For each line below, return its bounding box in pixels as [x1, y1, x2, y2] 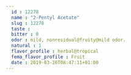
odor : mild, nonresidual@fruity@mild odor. [11, 37, 126, 43]
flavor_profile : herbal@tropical [11, 48, 99, 54]
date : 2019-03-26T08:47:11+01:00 [11, 59, 99, 65]
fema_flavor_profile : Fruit [11, 54, 85, 60]
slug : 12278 [11, 20, 44, 26]
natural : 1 [11, 43, 42, 49]
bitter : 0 [11, 31, 39, 37]
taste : [11, 25, 31, 32]
